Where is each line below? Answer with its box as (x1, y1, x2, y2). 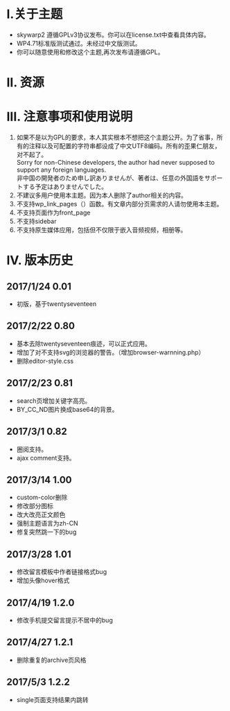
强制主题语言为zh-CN (16, 519, 79, 528)
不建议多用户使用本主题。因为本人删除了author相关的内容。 (16, 191, 188, 199)
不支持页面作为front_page (16, 208, 91, 217)
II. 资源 (6, 75, 44, 91)
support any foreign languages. (16, 165, 107, 174)
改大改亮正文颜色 (16, 510, 66, 519)
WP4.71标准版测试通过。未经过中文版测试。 (16, 39, 141, 47)
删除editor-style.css (16, 357, 74, 365)
